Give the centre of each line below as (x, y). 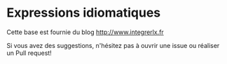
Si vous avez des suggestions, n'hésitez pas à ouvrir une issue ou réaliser (113, 45)
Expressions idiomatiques (84, 13)
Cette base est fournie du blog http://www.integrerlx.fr (85, 32)
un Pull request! (29, 53)
